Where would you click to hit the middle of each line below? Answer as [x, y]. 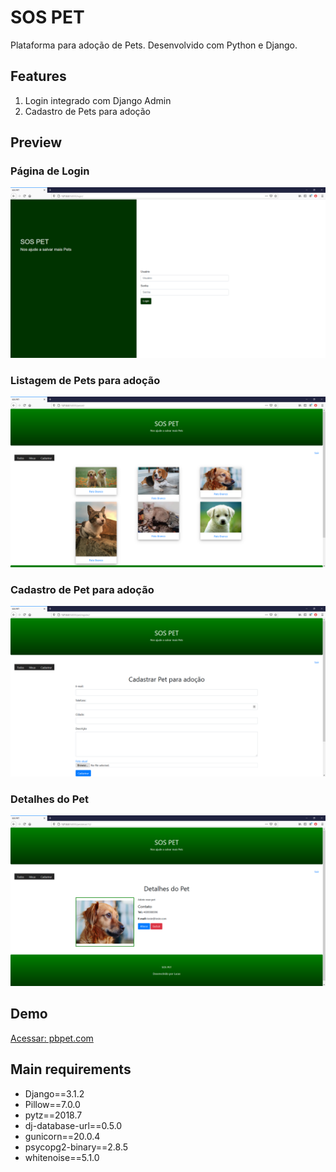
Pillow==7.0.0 [52, 1104]
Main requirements [71, 1069]
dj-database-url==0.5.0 [73, 1125]
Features [38, 76]
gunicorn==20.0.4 [62, 1136]
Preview [36, 142]
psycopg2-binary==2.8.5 [76, 1147]
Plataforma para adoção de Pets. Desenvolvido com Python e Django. [154, 45]
